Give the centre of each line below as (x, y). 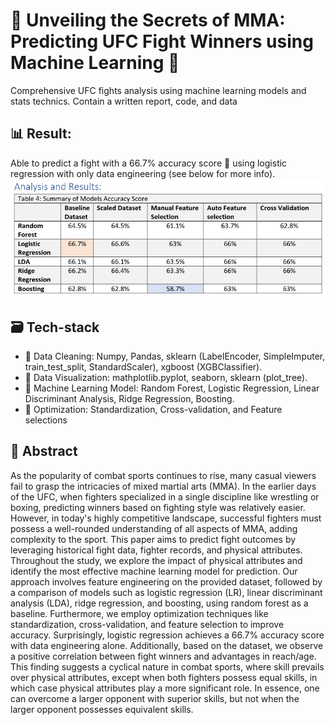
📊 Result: (41, 134)
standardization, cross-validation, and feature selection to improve (147, 624)
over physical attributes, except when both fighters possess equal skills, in (164, 677)
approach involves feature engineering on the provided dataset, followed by (166, 581)
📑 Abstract (44, 451)
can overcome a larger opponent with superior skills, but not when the (155, 698)
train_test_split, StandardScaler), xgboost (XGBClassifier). (143, 366)
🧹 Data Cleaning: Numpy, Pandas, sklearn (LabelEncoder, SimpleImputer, (175, 356)
